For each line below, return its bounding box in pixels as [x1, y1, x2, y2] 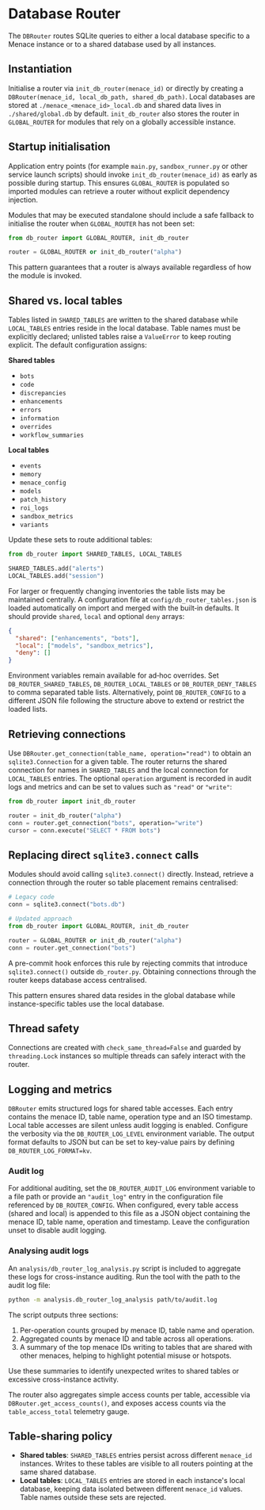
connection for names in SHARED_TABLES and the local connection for [8, 765, 229, 774]
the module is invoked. [8, 271, 82, 281]
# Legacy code [8, 893, 55, 901]
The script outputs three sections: [8, 1309, 119, 1320]
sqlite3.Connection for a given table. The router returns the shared [8, 756, 227, 766]
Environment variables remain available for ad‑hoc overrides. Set [8, 671, 219, 680]
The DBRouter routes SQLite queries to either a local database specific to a [8, 31, 251, 40]
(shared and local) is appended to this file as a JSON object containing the [8, 1209, 251, 1218]
